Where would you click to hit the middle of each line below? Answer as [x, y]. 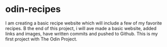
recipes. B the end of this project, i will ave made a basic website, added [81, 28]
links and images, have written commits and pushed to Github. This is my [82, 33]
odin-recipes [33, 9]
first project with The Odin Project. [41, 39]
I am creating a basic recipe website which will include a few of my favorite [84, 23]
